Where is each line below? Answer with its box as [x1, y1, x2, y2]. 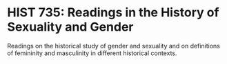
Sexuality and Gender [7, 19, 134, 35]
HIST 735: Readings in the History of [7, 5, 219, 20]
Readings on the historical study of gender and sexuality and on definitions [7, 42, 221, 50]
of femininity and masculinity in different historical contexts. [7, 49, 177, 57]
